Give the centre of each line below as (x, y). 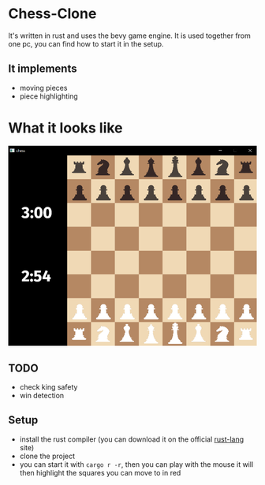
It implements (43, 69)
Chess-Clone (52, 14)
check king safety (49, 387)
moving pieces (43, 88)
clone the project (47, 456)
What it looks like (66, 128)
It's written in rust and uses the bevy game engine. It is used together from (129, 35)
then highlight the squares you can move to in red (100, 472)
